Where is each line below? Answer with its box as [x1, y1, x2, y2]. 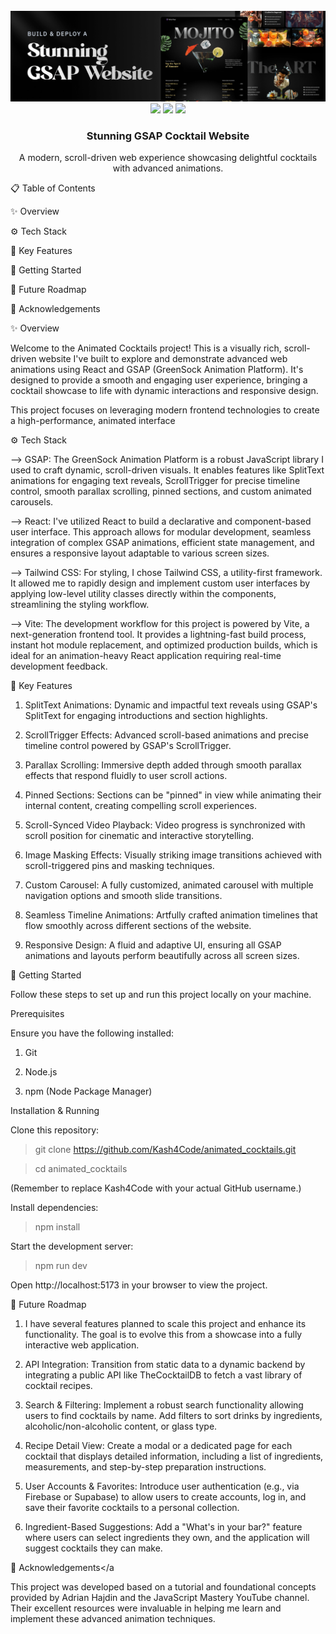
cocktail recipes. [24, 1380, 93, 1392]
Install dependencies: [10, 1202, 99, 1214]
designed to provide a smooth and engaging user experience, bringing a [10, 374, 308, 386]
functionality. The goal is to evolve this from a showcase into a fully [24, 1329, 303, 1341]
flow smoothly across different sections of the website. [24, 920, 252, 932]
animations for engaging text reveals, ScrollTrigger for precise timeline [10, 475, 301, 487]
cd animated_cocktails [34, 1163, 128, 1175]
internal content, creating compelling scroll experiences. [24, 800, 258, 812]
